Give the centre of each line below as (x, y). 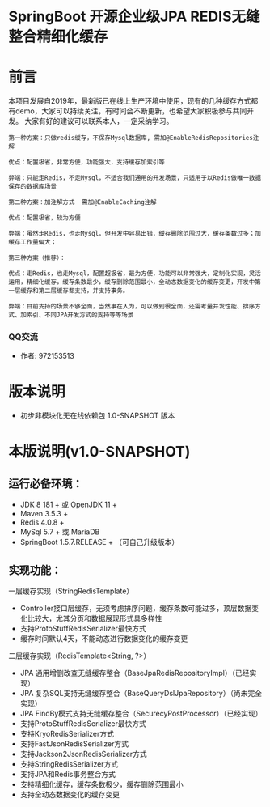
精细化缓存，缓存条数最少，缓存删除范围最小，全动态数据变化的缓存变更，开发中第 (143, 282)
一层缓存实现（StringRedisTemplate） (71, 591)
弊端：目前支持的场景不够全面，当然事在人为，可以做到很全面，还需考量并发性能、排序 (132, 307)
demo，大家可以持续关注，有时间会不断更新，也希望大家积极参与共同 (131, 111)
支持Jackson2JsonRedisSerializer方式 (83, 754)
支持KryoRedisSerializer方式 (67, 734)
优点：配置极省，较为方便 (44, 218)
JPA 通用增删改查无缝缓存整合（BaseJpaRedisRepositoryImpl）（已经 (135, 673)
